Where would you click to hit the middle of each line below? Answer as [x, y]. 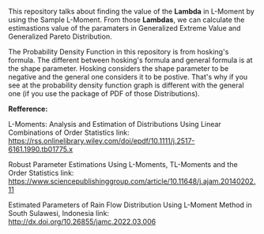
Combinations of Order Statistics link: [69, 132]
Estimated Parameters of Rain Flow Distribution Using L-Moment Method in [130, 205]
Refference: [28, 109]
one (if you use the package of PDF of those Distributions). [104, 93]
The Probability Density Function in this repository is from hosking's [119, 52]
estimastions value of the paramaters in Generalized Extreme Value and [124, 28]
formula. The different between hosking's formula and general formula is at [130, 60]
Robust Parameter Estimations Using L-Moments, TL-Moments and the [123, 164]
